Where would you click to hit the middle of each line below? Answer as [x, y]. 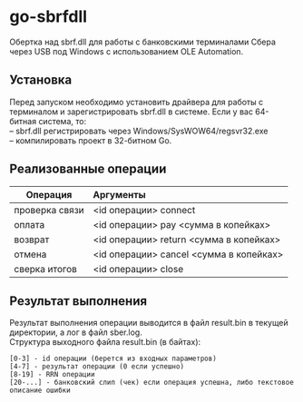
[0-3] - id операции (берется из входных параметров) [113, 359]
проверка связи [49, 210]
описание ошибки [40, 391]
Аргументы [120, 194]
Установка [41, 80]
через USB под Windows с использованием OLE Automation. [127, 51]
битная [23, 121]
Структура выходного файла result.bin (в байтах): [105, 342]
